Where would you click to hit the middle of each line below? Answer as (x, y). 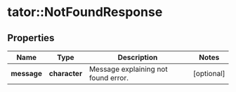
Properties (31, 38)
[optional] (209, 74)
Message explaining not (128, 69)
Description (138, 58)
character (66, 74)
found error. (109, 78)
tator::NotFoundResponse (85, 12)
